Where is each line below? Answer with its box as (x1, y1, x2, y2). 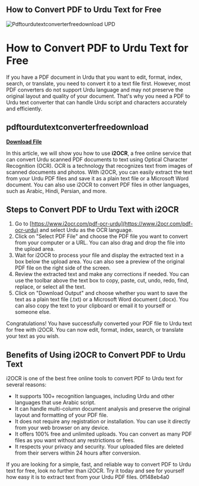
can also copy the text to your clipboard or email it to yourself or (14, 302, 172, 309)
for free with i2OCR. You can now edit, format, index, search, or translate (6, 326, 184, 333)
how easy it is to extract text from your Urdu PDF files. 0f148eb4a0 (6, 474, 170, 481)
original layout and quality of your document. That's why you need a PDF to (6, 92, 191, 100)
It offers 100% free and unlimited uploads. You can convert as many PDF (14, 430, 192, 438)
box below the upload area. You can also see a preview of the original (14, 258, 185, 265)
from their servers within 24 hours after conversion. (14, 449, 141, 456)
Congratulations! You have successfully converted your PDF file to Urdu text (6, 320, 192, 327)
